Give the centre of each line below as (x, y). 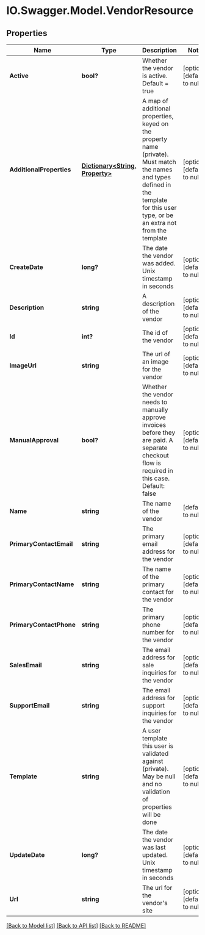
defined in (157, 185)
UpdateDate (27, 855)
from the (154, 231)
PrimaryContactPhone (43, 625)
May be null (159, 776)
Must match (159, 162)
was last (154, 847)
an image (156, 362)
